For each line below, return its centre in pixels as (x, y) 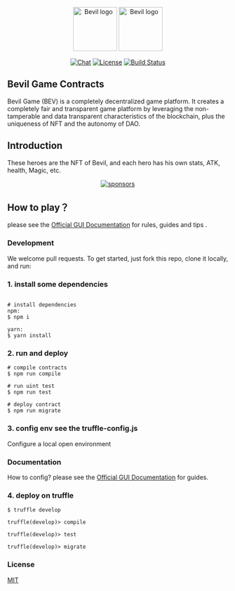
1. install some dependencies (58, 284)
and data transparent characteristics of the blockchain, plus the (134, 116)
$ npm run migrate (34, 411)
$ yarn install (29, 336)
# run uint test (31, 387)
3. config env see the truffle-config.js (73, 429)
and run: (19, 266)
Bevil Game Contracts (56, 84)
